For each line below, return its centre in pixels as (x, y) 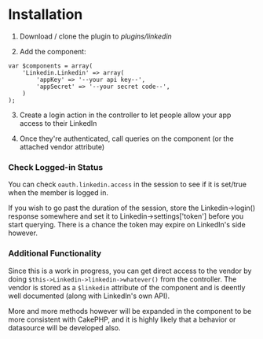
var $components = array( (50, 66)
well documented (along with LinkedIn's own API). (89, 296)
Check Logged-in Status (56, 167)
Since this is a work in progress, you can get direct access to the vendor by (130, 271)
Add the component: (53, 51)
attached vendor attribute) (62, 146)
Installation (46, 15)
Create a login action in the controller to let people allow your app (125, 115)
